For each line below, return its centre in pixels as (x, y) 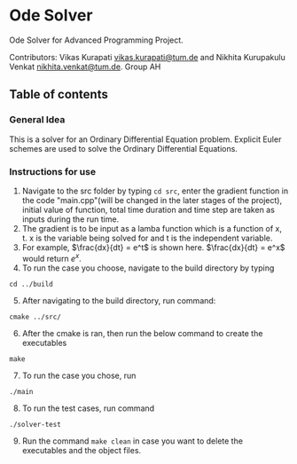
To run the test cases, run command (88, 408)
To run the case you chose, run (79, 375)
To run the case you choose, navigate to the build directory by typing (148, 268)
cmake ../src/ (35, 317)
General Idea (37, 120)
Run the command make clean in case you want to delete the (133, 441)
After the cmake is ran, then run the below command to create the (142, 333)
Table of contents (59, 94)
